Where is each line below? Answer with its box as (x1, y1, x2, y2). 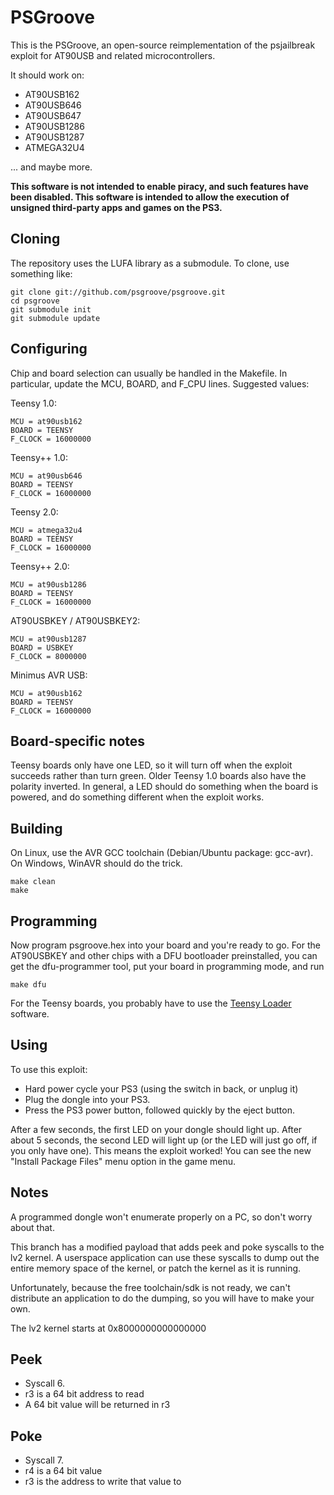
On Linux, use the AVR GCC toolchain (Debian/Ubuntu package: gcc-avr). (10, 847, 314, 859)
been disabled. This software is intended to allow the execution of (10, 191, 290, 203)
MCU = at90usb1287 (10, 634, 87, 644)
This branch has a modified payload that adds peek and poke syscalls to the (10, 1241, 325, 1253)
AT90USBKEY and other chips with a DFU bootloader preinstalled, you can (10, 950, 318, 961)
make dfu (10, 980, 47, 990)
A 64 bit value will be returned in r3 (24, 1399, 171, 1411)
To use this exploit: (10, 1063, 88, 1075)
